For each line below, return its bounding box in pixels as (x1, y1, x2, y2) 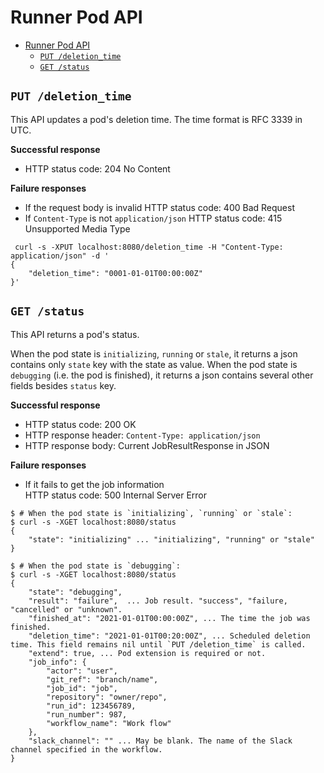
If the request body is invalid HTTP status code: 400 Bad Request (24, 201, 295, 213)
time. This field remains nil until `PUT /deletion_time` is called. (10, 639, 307, 650)
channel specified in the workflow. (10, 744, 163, 755)
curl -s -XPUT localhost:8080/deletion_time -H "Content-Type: (14, 242, 284, 252)
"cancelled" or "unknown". (10, 604, 123, 615)
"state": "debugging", (28, 587, 123, 597)
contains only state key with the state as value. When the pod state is (10, 358, 298, 370)
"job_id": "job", (46, 683, 118, 693)
